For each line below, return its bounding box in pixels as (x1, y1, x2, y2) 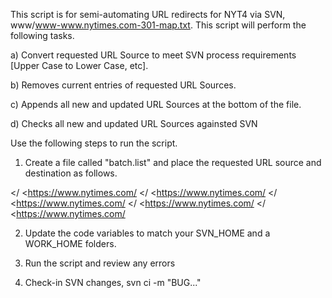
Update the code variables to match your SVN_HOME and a (24, 227, 271, 239)
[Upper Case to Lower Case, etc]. (10, 60, 149, 71)
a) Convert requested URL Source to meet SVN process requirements (10, 49, 297, 61)
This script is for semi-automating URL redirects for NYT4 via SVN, (10, 9, 286, 20)
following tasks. (10, 30, 75, 41)
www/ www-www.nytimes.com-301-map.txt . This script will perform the (10, 19, 307, 31)
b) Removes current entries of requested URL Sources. (10, 79, 237, 91)
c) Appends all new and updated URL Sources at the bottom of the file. (10, 99, 302, 110)
